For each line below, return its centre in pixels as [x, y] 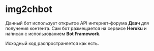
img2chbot [29, 9]
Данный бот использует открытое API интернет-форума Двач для [77, 23]
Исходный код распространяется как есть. [52, 43]
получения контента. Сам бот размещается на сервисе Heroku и [76, 28]
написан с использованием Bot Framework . [53, 33]
